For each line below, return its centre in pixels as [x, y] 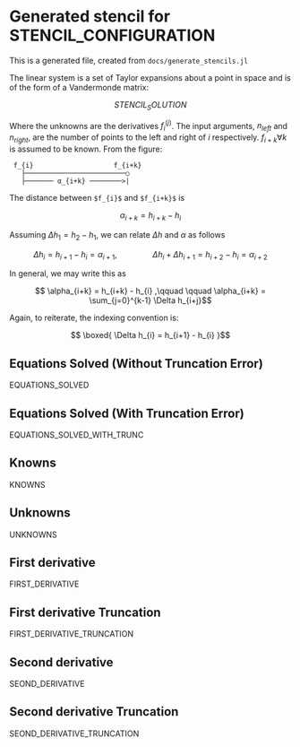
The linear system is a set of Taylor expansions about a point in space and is [150, 77]
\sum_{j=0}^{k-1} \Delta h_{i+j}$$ [150, 300]
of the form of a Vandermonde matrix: [79, 87]
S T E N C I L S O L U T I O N [150, 105]
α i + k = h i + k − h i [150, 216]
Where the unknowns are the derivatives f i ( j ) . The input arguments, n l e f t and [149, 126]
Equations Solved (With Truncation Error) [127, 413]
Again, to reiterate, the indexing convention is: [94, 318]
